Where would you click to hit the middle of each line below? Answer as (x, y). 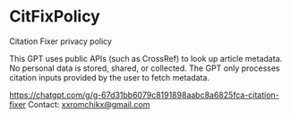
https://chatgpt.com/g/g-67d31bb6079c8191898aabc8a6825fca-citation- (144, 95)
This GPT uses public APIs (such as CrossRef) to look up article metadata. (146, 58)
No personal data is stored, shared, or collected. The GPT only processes (145, 68)
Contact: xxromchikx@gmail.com (89, 104)
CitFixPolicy (55, 17)
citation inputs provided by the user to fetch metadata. (110, 77)
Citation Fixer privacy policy (60, 41)
